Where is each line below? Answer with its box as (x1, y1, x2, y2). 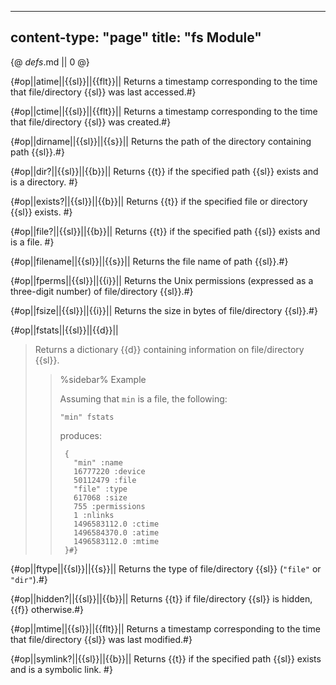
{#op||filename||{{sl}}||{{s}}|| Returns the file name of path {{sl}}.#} (10, 255, 289, 267)
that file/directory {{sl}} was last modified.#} (10, 633, 193, 645)
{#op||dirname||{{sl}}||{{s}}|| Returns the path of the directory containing (10, 135, 312, 147)
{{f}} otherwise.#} (10, 603, 85, 615)
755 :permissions (73, 501, 146, 511)
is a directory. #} (10, 176, 79, 188)
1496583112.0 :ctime (73, 519, 160, 529)
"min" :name (73, 457, 123, 468)
